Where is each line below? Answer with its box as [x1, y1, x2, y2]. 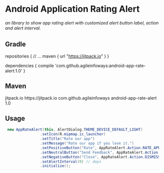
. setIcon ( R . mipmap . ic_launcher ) [40, 132, 106, 137]
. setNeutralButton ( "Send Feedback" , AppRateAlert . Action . [40, 150, 161, 155]
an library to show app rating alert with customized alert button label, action [5, 20, 159, 25]
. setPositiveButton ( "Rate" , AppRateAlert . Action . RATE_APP [40, 145, 161, 150]
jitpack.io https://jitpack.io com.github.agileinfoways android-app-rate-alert [5, 95, 157, 101]
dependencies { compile [5, 63, 54, 68]
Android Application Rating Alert [5, 3, 140, 15]
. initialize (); [40, 164, 71, 169]
